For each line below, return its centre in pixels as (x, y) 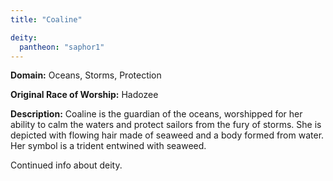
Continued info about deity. (66, 165)
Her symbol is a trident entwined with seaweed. (108, 146)
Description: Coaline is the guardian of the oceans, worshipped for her (156, 114)
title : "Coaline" (46, 19)
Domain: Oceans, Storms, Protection (86, 75)
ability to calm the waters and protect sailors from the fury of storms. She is (166, 125)
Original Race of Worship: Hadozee (84, 95)
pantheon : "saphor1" (62, 47)
